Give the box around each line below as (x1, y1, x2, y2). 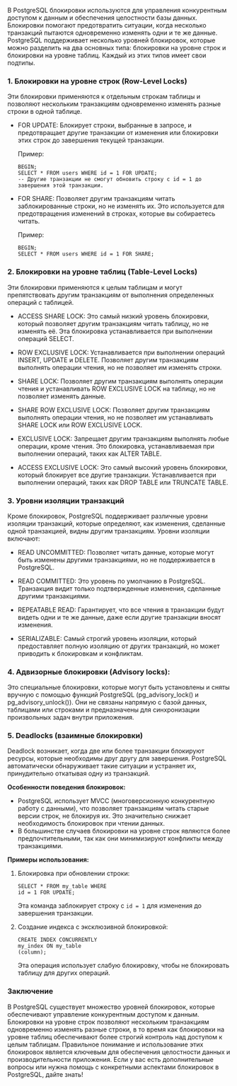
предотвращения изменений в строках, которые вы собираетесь (17, 209, 216, 218)
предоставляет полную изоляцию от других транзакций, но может (17, 642, 221, 650)
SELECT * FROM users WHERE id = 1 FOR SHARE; (17, 250, 154, 258)
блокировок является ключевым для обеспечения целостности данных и (7, 1047, 231, 1056)
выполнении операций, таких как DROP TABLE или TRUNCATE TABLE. (17, 478, 229, 487)
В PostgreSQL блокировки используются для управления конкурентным (7, 6, 227, 14)
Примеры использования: (7, 855, 90, 864)
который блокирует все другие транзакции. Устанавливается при (17, 470, 217, 479)
